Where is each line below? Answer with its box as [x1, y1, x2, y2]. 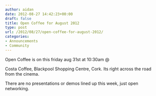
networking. [5, 85, 29, 91]
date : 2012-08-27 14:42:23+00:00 [5, 12, 73, 16]
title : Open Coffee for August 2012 [5, 20, 79, 26]
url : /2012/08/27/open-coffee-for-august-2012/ [5, 30, 104, 34]
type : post [5, 25, 27, 30]
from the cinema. [5, 71, 39, 77]
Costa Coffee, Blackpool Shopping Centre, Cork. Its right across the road [5, 66, 152, 72]
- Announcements [5, 39, 38, 44]
